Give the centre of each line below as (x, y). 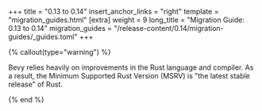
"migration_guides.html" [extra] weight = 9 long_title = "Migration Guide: (126, 20)
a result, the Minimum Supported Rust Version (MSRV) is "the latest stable (129, 76)
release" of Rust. (36, 84)
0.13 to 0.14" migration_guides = (60, 28)
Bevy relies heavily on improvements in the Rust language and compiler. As (131, 67)
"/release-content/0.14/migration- (169, 28)
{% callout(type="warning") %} (60, 52)
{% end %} (27, 100)
